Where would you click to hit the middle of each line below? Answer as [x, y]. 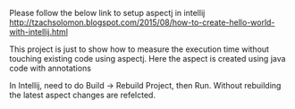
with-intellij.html [39, 32]
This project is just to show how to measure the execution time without [139, 49]
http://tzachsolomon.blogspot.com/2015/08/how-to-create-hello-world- [142, 22]
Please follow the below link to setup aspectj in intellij [107, 13]
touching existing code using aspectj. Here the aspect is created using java [147, 59]
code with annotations [51, 68]
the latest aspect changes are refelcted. [83, 95]
